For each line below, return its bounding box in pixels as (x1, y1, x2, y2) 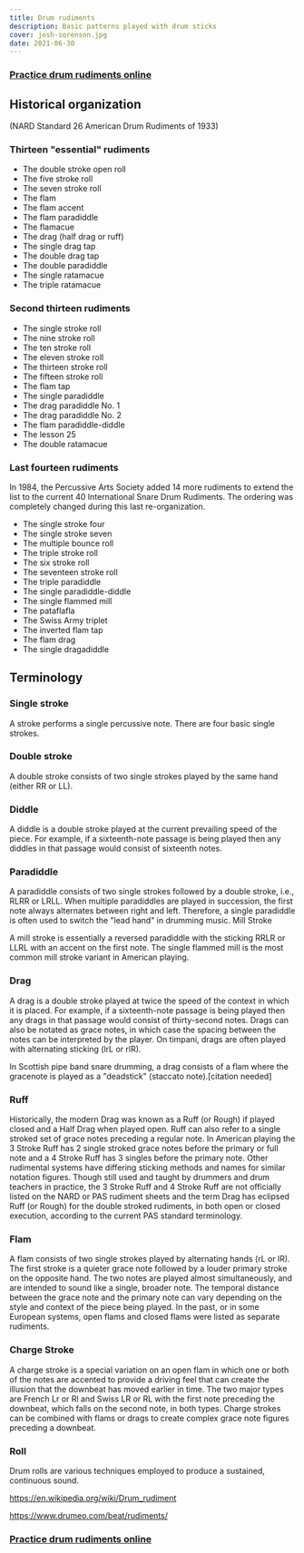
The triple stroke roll (22, 547, 98, 558)
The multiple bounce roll (22, 537, 114, 549)
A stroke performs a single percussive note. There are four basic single (9, 718, 275, 728)
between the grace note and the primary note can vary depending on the (9, 1292, 283, 1303)
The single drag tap (22, 241, 96, 252)
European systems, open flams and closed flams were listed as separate (9, 1312, 280, 1323)
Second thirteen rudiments (9, 302, 131, 315)
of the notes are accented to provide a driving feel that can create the (9, 1373, 270, 1384)
